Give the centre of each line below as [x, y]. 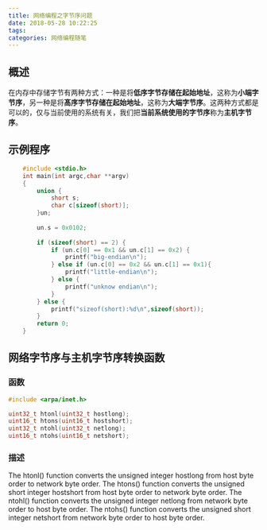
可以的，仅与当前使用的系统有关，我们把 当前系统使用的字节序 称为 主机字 [126, 113]
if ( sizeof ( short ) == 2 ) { [81, 242]
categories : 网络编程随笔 [48, 38]
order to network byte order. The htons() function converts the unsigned [126, 484]
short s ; [65, 198]
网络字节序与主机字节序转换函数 [87, 358]
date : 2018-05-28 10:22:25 [53, 23]
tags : [17, 30]
